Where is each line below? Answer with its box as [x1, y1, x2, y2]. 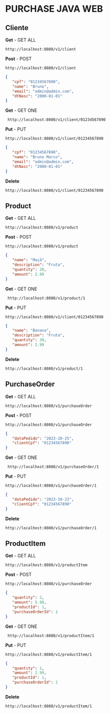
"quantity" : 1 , [12, 666, 44, 671]
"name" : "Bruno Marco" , [12, 155, 63, 160]
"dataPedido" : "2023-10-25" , [12, 436, 74, 441]
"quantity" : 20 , [12, 267, 47, 272]
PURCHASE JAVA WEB [5, 3, 103, 15]
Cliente [5, 23, 29, 32]
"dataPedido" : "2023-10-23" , [12, 497, 74, 502]
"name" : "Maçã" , [12, 258, 47, 263]
